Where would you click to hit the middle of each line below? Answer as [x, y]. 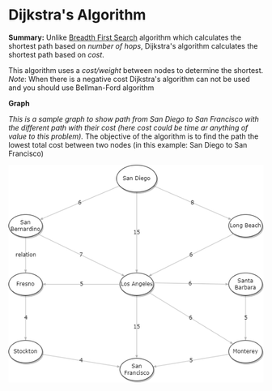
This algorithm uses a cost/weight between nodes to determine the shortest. [136, 70]
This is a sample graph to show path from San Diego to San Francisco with [134, 118]
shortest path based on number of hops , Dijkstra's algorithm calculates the [133, 45]
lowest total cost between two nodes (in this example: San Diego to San [128, 144]
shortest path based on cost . [57, 54]
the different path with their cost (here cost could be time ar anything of [128, 127]
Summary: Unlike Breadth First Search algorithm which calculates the [125, 37]
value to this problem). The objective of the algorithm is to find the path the [134, 136]
